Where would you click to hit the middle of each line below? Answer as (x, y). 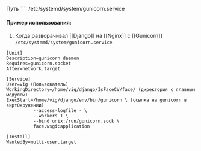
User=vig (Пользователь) (37, 84)
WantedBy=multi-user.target (42, 142)
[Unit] (14, 53)
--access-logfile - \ (60, 111)
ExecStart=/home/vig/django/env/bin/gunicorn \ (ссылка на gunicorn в (97, 100)
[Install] (19, 137)
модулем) (17, 95)
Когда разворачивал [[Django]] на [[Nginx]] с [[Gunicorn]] (88, 36)
